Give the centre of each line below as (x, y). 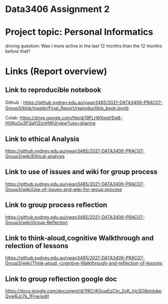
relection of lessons (37, 246)
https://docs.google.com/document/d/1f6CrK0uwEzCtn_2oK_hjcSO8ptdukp (83, 291)
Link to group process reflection (56, 205)
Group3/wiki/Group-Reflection (36, 222)
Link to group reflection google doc (61, 279)
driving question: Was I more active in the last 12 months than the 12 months (83, 46)
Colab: (12, 118)
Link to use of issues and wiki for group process (81, 172)
